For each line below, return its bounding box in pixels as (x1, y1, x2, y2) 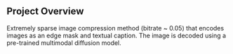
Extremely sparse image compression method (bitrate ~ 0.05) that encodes (6, 24, 225, 32)
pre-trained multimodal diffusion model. (6, 38, 122, 47)
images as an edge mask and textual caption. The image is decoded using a (6, 31, 226, 39)
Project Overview (6, 6, 84, 17)
